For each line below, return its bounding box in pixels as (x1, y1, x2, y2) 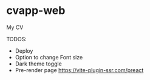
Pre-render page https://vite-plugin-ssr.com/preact (15, 66, 144, 73)
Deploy (15, 47, 33, 55)
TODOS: (6, 35, 27, 42)
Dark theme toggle (15, 60, 62, 67)
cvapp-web (6, 4, 66, 18)
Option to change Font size (15, 53, 83, 61)
